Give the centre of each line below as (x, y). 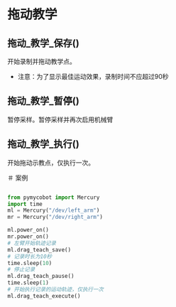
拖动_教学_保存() (43, 43)
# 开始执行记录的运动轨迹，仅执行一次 (56, 289)
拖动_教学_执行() (43, 144)
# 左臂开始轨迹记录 (32, 243)
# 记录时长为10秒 (29, 257)
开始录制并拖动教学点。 (42, 61)
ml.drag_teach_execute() (44, 296)
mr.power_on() (28, 237)
